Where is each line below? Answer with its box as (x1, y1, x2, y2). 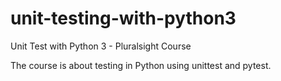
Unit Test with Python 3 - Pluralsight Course (10, 40, 192, 52)
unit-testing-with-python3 (10, 7, 237, 30)
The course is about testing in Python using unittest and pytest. (10, 59, 272, 71)
